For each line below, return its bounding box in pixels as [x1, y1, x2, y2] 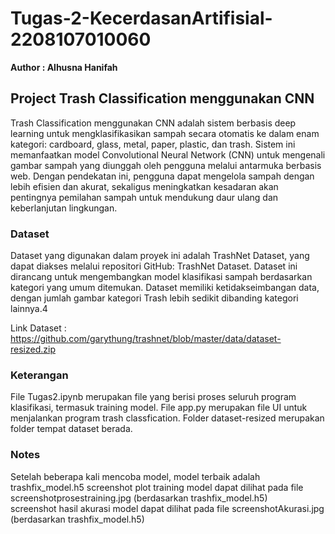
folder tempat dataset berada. [10, 423, 133, 435]
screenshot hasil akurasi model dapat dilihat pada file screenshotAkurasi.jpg [10, 502, 325, 514]
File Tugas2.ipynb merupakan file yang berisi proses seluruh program [10, 391, 297, 403]
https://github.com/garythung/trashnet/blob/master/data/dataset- [10, 333, 282, 345]
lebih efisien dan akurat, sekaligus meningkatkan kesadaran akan [10, 180, 279, 192]
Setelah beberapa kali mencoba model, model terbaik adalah [10, 470, 261, 482]
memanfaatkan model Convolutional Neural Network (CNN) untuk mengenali [10, 148, 326, 161]
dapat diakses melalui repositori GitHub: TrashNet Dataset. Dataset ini [10, 260, 298, 272]
